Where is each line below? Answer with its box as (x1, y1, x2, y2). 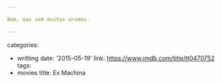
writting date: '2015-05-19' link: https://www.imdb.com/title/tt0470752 (16, 54, 215, 62)
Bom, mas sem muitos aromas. (7, 16, 90, 23)
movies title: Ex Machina (16, 68, 86, 77)
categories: (7, 40, 39, 49)
